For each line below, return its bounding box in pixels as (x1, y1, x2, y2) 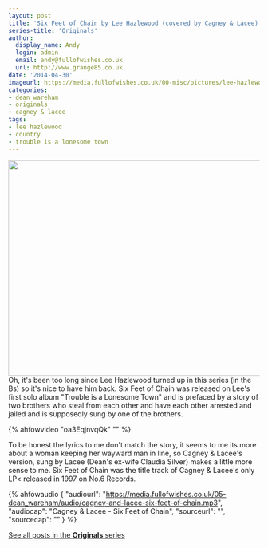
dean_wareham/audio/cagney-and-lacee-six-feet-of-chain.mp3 (8, 498, 218, 507)
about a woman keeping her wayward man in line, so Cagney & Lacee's (8, 448, 243, 458)
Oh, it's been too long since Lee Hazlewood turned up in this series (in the (8, 375, 252, 384)
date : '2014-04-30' (8, 71, 73, 79)
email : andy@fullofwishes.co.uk (15, 57, 124, 65)
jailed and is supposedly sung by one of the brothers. (8, 408, 183, 419)
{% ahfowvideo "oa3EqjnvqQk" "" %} (8, 424, 132, 434)
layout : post (8, 11, 52, 20)
